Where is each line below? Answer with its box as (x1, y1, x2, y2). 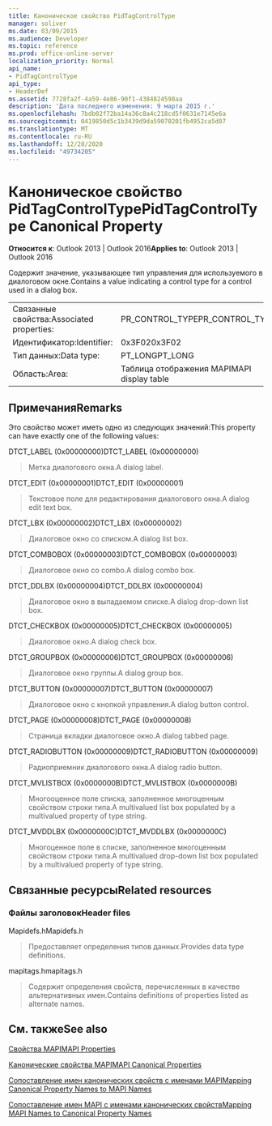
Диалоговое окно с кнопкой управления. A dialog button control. (28, 700, 249, 709)
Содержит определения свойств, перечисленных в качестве (28, 982, 240, 991)
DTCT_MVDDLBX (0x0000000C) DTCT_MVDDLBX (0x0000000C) (8, 827, 227, 837)
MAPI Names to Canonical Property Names (8, 1108, 152, 1118)
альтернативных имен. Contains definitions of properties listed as (28, 990, 249, 1000)
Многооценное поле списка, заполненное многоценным (28, 794, 225, 803)
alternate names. (28, 999, 85, 1008)
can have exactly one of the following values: (8, 431, 159, 441)
